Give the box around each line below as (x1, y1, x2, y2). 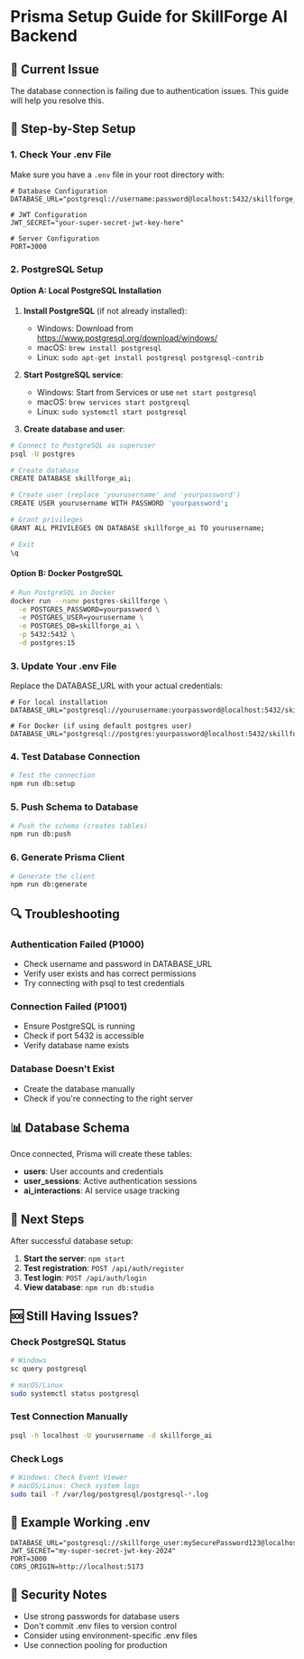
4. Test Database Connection (10, 751, 141, 763)
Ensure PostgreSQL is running (23, 1020, 135, 1032)
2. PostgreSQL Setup (10, 262, 104, 275)
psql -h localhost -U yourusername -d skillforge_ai (10, 1431, 213, 1440)
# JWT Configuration (10, 210, 88, 219)
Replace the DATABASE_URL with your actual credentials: (10, 680, 224, 691)
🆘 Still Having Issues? (10, 1308, 139, 1323)
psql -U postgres (10, 450, 76, 459)
